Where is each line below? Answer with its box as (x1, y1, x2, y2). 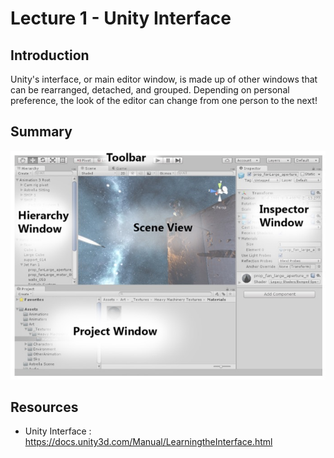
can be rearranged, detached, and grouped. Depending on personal (10, 84, 290, 96)
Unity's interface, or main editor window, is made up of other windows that (10, 73, 318, 85)
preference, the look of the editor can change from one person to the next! (10, 95, 318, 106)
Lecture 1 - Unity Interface (10, 7, 232, 30)
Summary (10, 123, 73, 141)
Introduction (10, 47, 90, 64)
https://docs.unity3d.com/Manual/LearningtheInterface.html (24, 436, 273, 448)
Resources (10, 398, 79, 416)
